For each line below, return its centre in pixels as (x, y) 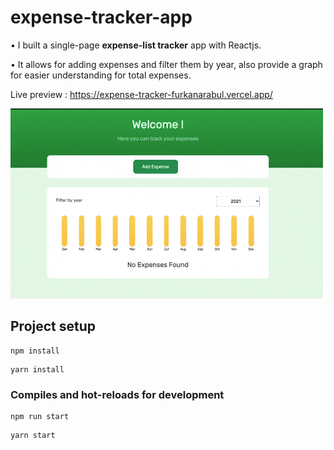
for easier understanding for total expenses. (101, 75)
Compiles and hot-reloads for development (117, 394)
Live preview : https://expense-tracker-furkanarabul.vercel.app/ (141, 94)
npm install (35, 351)
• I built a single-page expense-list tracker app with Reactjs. (136, 45)
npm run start (40, 417)
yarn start (33, 436)
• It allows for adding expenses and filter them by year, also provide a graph (166, 64)
